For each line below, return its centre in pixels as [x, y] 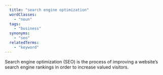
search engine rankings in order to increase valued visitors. [67, 67]
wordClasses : [23, 15]
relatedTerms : [24, 43]
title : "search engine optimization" [49, 10]
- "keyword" [26, 47]
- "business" [28, 29]
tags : [15, 24]
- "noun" [23, 19]
